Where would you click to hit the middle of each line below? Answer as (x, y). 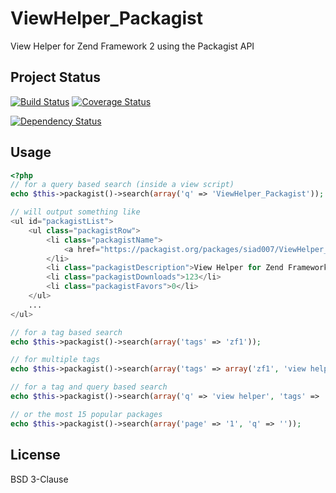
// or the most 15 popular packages (86, 414)
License (35, 455)
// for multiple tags (55, 360)
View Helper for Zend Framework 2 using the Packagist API (132, 46)
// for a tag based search (66, 332)
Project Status (56, 77)
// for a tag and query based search (89, 387)
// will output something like (75, 212)
